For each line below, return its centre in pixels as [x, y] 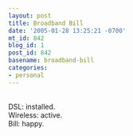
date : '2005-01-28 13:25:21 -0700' [67, 30]
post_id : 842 [30, 53]
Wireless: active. [35, 115]
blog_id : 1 [26, 46]
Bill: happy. [26, 123]
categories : [28, 68]
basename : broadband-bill [51, 61]
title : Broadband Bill [46, 23]
